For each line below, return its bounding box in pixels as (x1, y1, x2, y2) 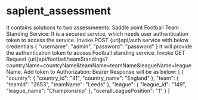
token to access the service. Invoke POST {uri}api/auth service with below (6, 36, 189, 43)
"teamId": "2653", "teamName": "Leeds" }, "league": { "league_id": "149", (6, 80, 187, 87)
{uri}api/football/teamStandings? (27, 55, 109, 62)
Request (6, 55, 27, 62)
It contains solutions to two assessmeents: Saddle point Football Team (6, 24, 179, 31)
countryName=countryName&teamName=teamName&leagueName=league (6, 61, 192, 69)
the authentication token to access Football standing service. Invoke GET (6, 49, 185, 56)
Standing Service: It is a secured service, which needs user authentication (6, 30, 189, 37)
